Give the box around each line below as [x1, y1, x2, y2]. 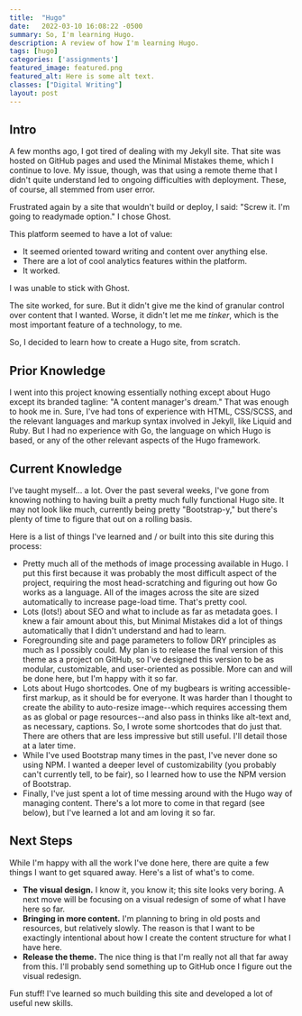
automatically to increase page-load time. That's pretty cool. [22, 596, 248, 607]
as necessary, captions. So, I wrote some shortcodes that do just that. [22, 720, 282, 731]
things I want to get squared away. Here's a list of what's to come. [9, 866, 255, 877]
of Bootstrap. [22, 778, 72, 789]
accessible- [247, 682, 291, 693]
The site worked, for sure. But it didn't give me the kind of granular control [9, 300, 285, 311]
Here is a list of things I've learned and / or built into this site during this [9, 531, 275, 542]
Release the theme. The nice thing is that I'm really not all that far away [22, 951, 288, 962]
